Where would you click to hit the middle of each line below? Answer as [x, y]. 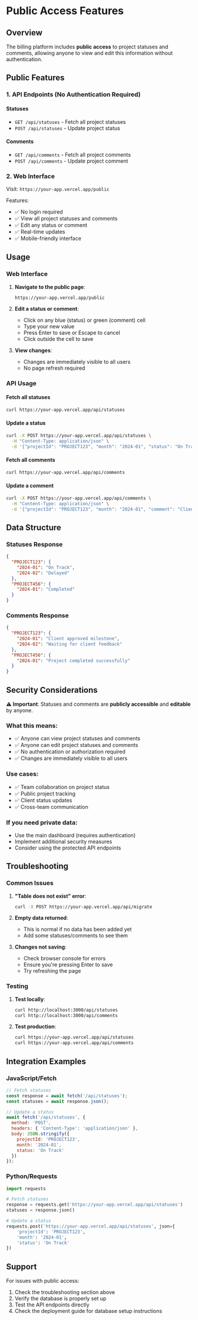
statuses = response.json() [41, 1210]
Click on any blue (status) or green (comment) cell [84, 320]
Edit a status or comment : [47, 308]
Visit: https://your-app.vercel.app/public [58, 189]
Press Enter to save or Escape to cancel [72, 333]
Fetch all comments [31, 460]
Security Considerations [52, 690]
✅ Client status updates [43, 800]
